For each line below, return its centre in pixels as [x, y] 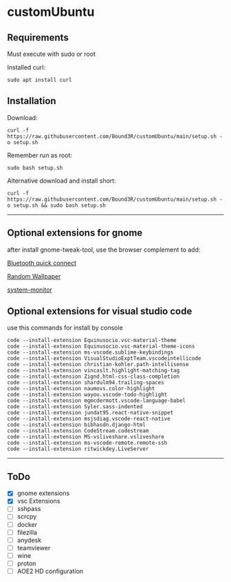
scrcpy [27, 516]
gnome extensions [43, 493]
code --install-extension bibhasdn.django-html [77, 425]
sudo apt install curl [40, 80]
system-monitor [30, 290]
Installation [32, 101]
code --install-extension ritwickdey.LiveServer [78, 449]
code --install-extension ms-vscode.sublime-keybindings [90, 352]
